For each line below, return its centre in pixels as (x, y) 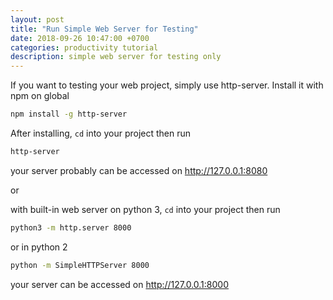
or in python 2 (39, 247)
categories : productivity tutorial (84, 47)
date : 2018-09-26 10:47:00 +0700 (80, 38)
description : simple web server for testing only (116, 57)
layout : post (37, 19)
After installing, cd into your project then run (101, 133)
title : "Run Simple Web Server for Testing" (104, 29)
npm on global (40, 96)
